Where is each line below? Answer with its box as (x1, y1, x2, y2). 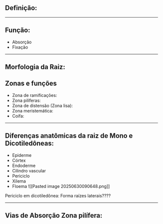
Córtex (12, 157, 26, 163)
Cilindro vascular (12, 168, 46, 173)
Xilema (12, 178, 26, 184)
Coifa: (12, 113, 24, 119)
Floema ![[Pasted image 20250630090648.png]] (12, 183, 110, 189)
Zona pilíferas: (12, 97, 41, 103)
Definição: (5, 4, 37, 12)
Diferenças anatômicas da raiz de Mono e (5, 131, 133, 140)
